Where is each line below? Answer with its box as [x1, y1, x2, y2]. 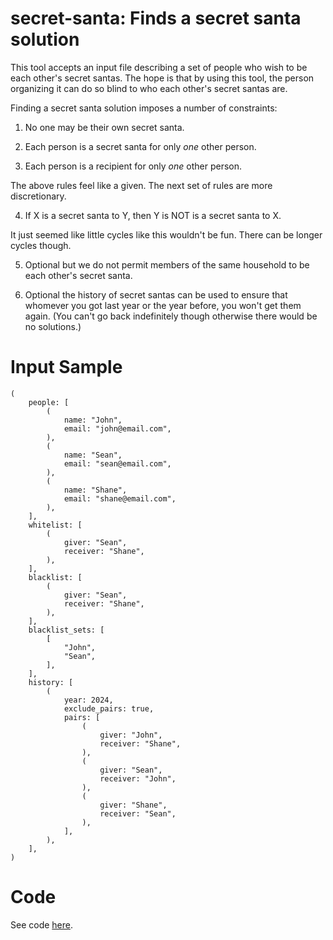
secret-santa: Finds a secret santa [10, 7, 302, 30]
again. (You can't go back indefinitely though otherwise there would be [24, 310, 318, 322]
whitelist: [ [28, 520, 83, 530]
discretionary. [10, 190, 67, 202]
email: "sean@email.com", [63, 458, 172, 469]
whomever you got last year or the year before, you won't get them [24, 299, 302, 311]
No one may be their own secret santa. [24, 121, 185, 133]
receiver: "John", [99, 773, 177, 784]
